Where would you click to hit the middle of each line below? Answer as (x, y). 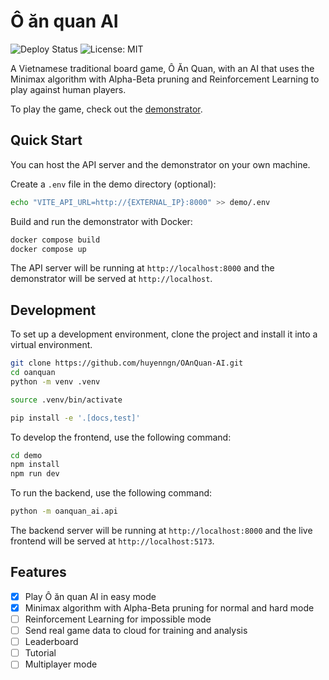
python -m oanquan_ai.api (64, 511)
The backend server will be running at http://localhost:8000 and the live (161, 531)
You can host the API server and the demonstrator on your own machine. (160, 164)
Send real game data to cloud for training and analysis (136, 631)
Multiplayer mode (61, 664)
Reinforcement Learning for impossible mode (118, 619)
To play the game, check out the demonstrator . (106, 109)
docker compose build (55, 240)
